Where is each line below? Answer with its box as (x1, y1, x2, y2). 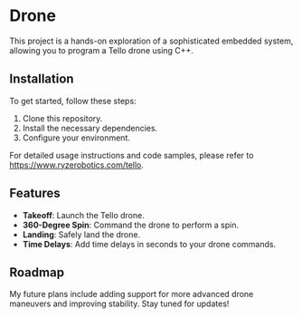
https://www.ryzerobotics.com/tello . (9, 159, 145, 170)
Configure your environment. (22, 132, 131, 143)
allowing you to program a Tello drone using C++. (9, 44, 194, 55)
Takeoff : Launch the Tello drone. (22, 209, 145, 220)
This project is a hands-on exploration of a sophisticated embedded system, (9, 35, 294, 46)
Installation (9, 72, 74, 87)
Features (9, 186, 61, 201)
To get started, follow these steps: (9, 95, 137, 106)
